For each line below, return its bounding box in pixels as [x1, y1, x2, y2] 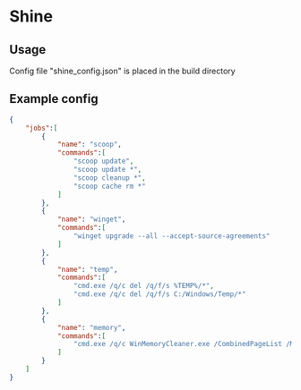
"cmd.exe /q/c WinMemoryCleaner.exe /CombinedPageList [73, 340, 282, 349]
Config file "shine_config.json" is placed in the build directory [9, 65, 236, 76]
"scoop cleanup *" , [73, 173, 146, 182]
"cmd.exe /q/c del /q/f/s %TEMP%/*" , [73, 282, 215, 291]
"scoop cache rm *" [73, 182, 146, 191]
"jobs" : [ [25, 123, 58, 132]
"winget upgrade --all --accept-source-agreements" [73, 232, 271, 241]
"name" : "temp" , [56, 265, 118, 274]
